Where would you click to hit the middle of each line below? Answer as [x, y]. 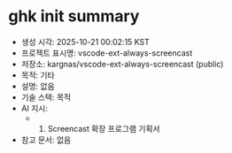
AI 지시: [34, 108]
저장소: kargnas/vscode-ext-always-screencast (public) [122, 64]
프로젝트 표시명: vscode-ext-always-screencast [107, 53]
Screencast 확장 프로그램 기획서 [104, 128]
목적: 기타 [38, 75]
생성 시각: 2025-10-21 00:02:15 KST [85, 42]
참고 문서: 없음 [46, 140]
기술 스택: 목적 [46, 97]
